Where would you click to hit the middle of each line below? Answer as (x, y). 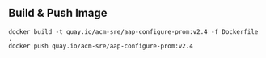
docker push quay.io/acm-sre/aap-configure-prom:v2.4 (101, 46)
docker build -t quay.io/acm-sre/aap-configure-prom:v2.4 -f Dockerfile (133, 31)
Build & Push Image (58, 13)
